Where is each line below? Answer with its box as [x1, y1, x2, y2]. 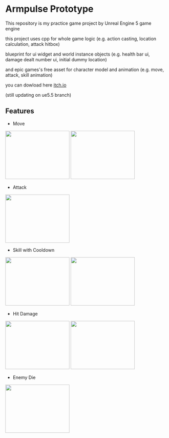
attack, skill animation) [5, 72, 53, 78]
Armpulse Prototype [5, 3, 94, 15]
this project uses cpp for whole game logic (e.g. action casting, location [5, 36, 157, 42]
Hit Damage [12, 310, 38, 317]
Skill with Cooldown [12, 247, 55, 253]
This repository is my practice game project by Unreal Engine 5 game [5, 20, 152, 26]
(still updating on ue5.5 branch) [5, 92, 72, 98]
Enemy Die [12, 374, 36, 380]
